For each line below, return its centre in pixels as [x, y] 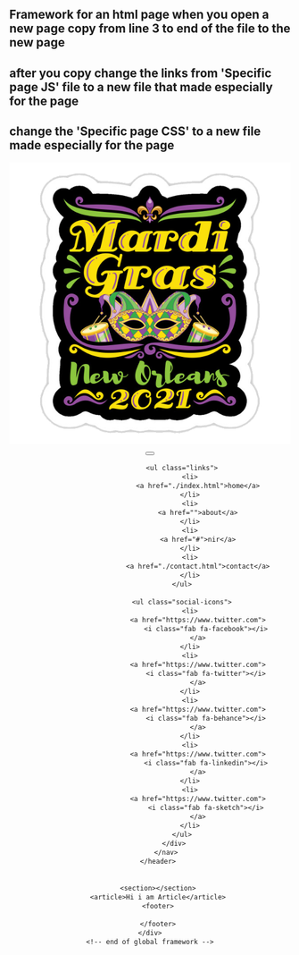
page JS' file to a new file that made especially [141, 87]
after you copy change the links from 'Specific [141, 73]
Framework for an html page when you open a [139, 15]
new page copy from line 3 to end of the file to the [150, 29]
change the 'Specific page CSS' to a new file [135, 132]
